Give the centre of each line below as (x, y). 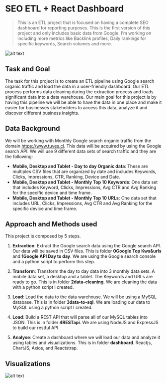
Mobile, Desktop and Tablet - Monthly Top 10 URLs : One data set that (84, 198)
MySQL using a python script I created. (52, 308)
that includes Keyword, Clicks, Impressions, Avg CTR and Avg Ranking (84, 187)
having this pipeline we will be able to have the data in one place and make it (83, 102)
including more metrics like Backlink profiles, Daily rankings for (82, 38)
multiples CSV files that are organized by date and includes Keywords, (84, 171)
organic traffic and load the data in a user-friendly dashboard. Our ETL (77, 86)
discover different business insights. (42, 113)
